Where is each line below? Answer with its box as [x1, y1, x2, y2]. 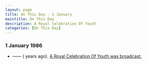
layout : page [5, 7, 32, 12]
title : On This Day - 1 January [5, 12, 72, 17]
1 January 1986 [5, 42, 43, 49]
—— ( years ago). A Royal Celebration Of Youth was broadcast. [12, 53, 142, 60]
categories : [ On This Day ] [5, 26, 61, 31]
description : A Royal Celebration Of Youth [5, 21, 97, 26]
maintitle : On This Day [5, 16, 55, 21]
